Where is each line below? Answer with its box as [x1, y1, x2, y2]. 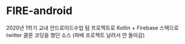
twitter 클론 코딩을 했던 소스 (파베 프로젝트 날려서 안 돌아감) [6, 31, 145, 39]
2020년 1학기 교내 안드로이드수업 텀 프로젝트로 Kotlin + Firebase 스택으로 [6, 24, 179, 31]
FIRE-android [6, 4, 73, 18]
